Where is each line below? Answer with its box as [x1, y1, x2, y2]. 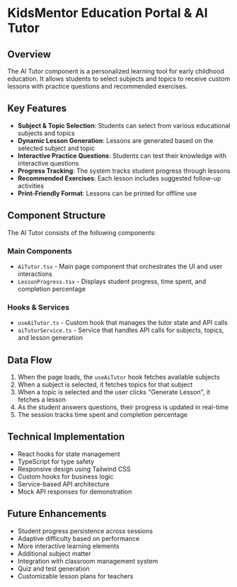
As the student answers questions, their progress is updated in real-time [17, 403, 229, 411]
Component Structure [7, 210, 106, 222]
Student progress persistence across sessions [17, 526, 154, 535]
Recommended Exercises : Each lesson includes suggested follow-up [17, 173, 221, 182]
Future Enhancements [7, 508, 108, 520]
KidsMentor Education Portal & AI [7, 5, 208, 21]
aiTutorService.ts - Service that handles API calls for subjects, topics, [17, 326, 224, 334]
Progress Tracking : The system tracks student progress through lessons [17, 166, 231, 175]
